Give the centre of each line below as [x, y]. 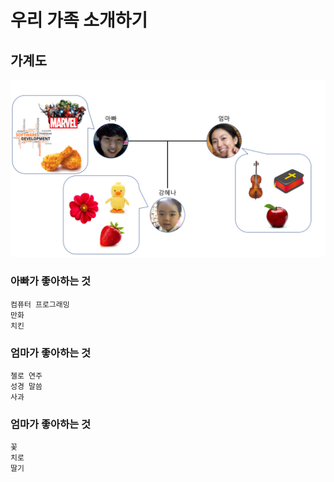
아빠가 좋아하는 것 [51, 281]
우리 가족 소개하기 [79, 20]
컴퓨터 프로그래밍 [40, 304]
